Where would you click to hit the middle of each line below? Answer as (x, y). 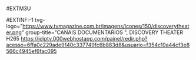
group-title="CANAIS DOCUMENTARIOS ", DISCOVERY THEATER (104, 32)
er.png (14, 32)
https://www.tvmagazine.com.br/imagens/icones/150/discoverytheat (106, 26)
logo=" (14, 26)
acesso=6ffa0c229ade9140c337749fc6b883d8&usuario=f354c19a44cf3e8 (98, 45)
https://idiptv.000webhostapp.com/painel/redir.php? (84, 39)
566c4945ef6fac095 (31, 51)
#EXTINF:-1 (20, 20)
